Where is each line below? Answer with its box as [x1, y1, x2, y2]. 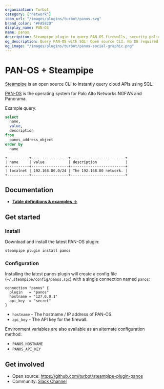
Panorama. [5, 96, 27, 101]
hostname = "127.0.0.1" [9, 294, 58, 299]
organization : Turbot [5, 7, 49, 12]
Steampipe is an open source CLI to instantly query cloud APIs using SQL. [5, 81, 154, 87]
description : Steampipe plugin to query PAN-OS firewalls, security [5, 35, 147, 40]
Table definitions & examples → [12, 199, 78, 205]
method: [5, 331, 22, 337]
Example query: [5, 105, 37, 111]
